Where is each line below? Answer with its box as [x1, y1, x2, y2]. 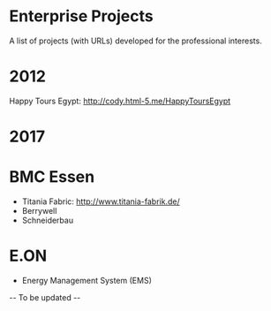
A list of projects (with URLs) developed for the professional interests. [9, 35, 262, 46]
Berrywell [21, 206, 57, 216]
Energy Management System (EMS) [21, 275, 152, 285]
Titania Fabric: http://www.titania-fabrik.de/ [21, 196, 180, 207]
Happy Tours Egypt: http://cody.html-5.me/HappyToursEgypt [9, 95, 231, 106]
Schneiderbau [21, 215, 73, 225]
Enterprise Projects [9, 6, 154, 27]
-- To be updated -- [9, 292, 81, 302]
